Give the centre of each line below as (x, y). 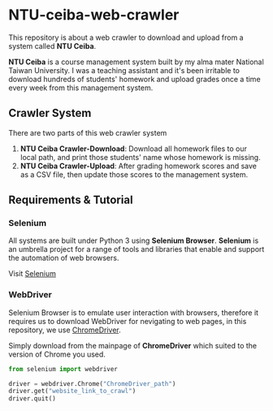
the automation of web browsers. (64, 258)
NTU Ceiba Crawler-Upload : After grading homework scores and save (139, 166)
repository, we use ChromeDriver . (65, 330)
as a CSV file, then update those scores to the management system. (134, 174)
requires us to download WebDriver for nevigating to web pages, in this (128, 321)
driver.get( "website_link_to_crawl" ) (72, 392)
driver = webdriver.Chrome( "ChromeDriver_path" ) (92, 383)
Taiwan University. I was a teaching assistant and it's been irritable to (124, 70)
